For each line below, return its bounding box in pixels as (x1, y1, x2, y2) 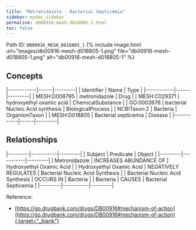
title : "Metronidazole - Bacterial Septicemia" (6, 8, 126, 15)
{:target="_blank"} (14, 217, 60, 224)
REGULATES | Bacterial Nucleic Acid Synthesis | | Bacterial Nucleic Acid (6, 169, 181, 176)
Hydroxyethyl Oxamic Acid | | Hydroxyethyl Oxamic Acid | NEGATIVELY (6, 163, 179, 170)
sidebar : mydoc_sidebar (6, 14, 65, 20)
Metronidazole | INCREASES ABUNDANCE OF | (54, 157, 169, 164)
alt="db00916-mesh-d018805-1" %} (46, 54, 135, 61)
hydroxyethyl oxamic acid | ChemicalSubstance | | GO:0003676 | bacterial (6, 99, 187, 106)
